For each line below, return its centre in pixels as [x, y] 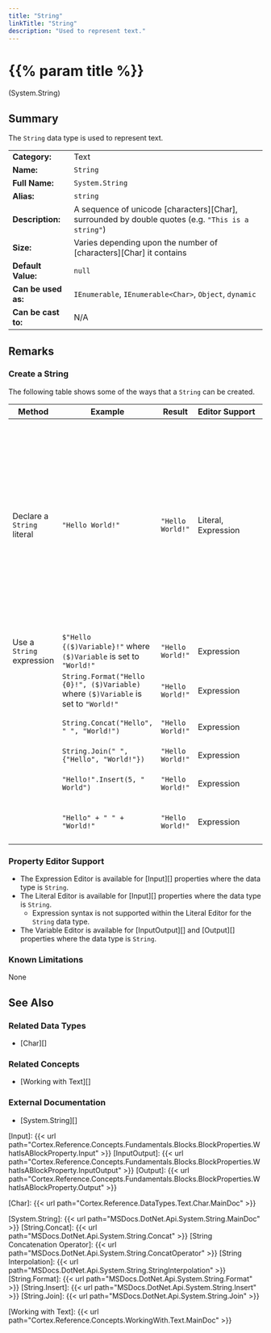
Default [27, 266]
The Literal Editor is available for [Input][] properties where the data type [140, 896]
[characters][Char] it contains [130, 253]
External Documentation [57, 1103]
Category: [32, 157]
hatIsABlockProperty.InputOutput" [65, 1170]
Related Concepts [44, 1064]
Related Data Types [47, 1025]
